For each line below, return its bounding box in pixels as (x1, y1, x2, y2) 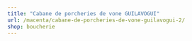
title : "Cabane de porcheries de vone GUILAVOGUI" (7, 10, 160, 17)
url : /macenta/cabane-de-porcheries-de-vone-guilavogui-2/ (7, 17, 186, 24)
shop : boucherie (7, 23, 55, 30)
